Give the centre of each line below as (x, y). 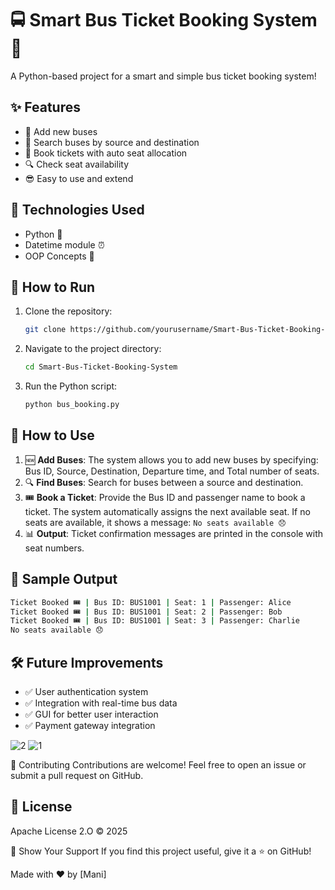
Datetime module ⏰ (64, 244)
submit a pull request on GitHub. (77, 775)
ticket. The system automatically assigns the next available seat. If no (167, 511)
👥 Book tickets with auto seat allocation (106, 153)
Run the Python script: (71, 386)
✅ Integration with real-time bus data (101, 703)
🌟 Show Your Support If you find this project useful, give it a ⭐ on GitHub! (161, 851)
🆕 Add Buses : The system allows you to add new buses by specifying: (171, 459)
